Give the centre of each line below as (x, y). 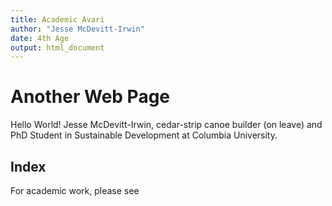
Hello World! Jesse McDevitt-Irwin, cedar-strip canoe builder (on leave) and (166, 125)
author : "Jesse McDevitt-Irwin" (77, 29)
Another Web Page (90, 97)
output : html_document (57, 47)
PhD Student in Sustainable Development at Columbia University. (144, 135)
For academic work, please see (75, 190)
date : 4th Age (40, 38)
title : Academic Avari (57, 19)
